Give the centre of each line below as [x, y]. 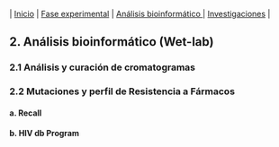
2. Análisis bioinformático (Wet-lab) [112, 42]
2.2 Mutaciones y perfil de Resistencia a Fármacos [122, 91]
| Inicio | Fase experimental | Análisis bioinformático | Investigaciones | [140, 14]
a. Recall [26, 113]
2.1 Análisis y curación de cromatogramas [103, 67]
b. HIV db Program [44, 134]
